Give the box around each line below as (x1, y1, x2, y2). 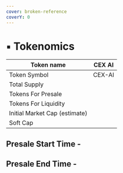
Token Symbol (9, 71, 49, 79)
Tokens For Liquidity (9, 100, 65, 108)
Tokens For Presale (9, 90, 62, 98)
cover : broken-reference (6, 8, 67, 15)
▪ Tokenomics (6, 40, 75, 53)
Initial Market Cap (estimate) (9, 109, 88, 117)
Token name (30, 61, 66, 69)
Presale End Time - (6, 159, 77, 169)
